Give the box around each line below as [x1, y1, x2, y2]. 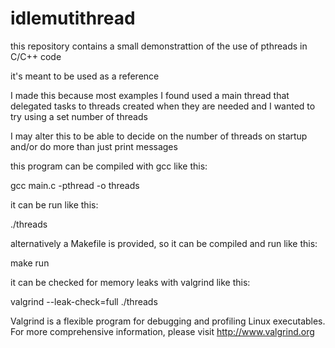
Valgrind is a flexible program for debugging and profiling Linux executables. [10, 315, 326, 327]
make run [10, 257, 50, 269]
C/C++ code [10, 50, 62, 62]
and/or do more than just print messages [10, 140, 178, 152]
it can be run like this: [10, 198, 99, 211]
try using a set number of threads [10, 110, 148, 122]
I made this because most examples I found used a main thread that [10, 89, 290, 101]
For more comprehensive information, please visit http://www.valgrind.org [10, 325, 315, 337]
